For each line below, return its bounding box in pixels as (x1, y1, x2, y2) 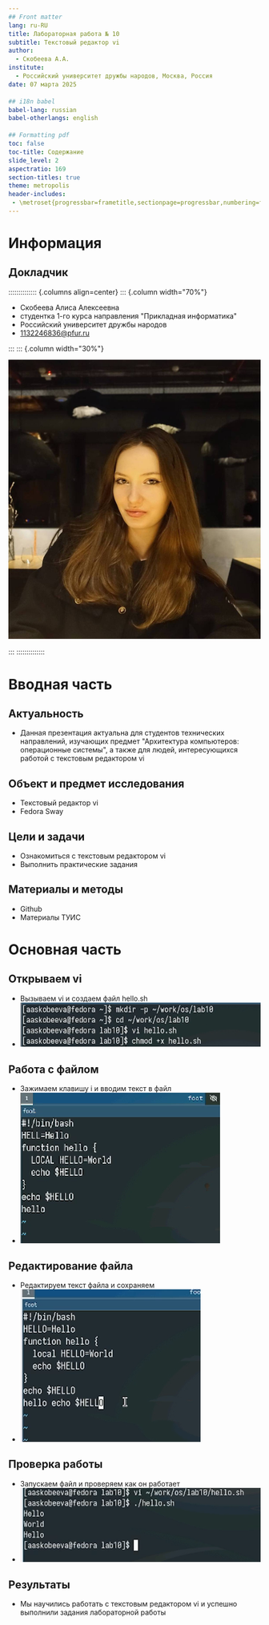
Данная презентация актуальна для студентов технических (19, 728, 225, 738)
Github (19, 904, 42, 913)
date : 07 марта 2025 (8, 80, 78, 88)
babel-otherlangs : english (8, 114, 98, 122)
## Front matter (8, 13, 62, 21)
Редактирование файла (8, 1259, 134, 1273)
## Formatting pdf (8, 131, 70, 139)
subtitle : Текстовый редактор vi (8, 38, 120, 46)
